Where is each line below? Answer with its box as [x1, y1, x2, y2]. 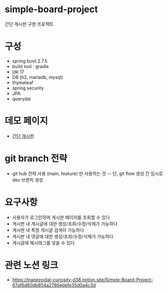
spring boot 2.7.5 [12, 57, 48, 64]
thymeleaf [12, 79, 33, 85]
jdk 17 [12, 69, 24, 75]
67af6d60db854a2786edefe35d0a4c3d [12, 282, 96, 288]
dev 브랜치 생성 [12, 177, 44, 183]
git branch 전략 [5, 153, 68, 164]
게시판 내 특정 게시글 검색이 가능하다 [12, 227, 84, 233]
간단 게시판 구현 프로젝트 [5, 21, 54, 27]
